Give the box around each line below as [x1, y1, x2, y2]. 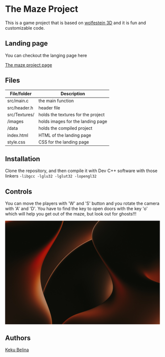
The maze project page [5, 62, 53, 68]
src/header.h [7, 105, 33, 110]
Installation [5, 154, 40, 163]
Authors [5, 334, 31, 342]
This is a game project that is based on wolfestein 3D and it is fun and [5, 20, 146, 26]
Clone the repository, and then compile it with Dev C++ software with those [5, 168, 158, 174]
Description [60, 91, 85, 97]
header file [38, 105, 60, 110]
